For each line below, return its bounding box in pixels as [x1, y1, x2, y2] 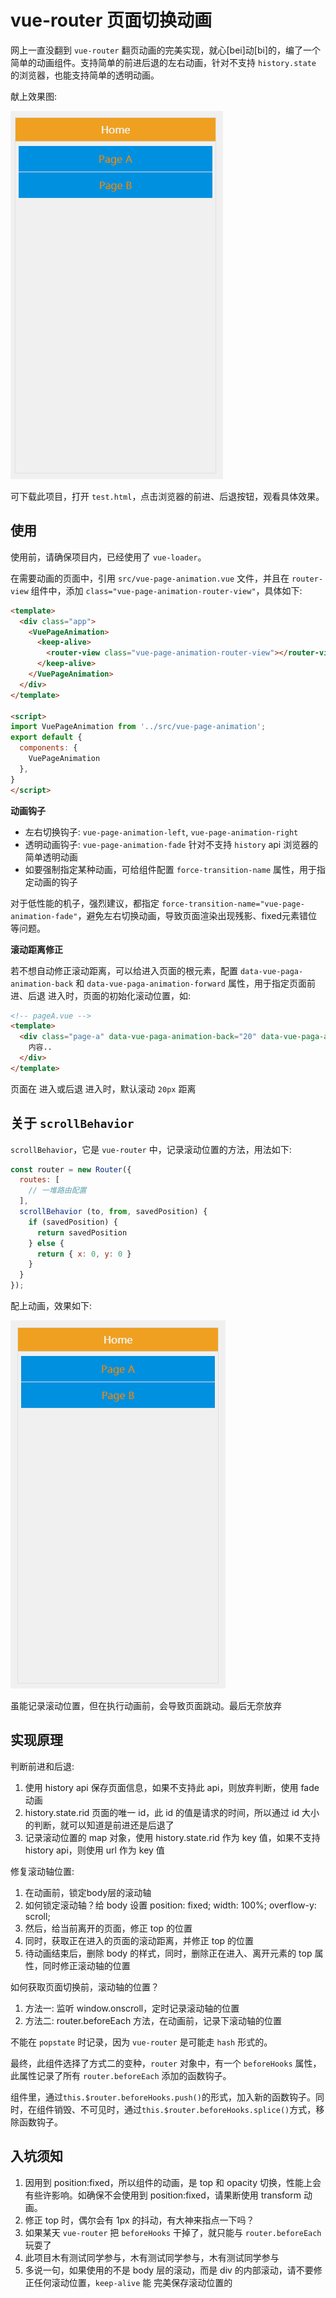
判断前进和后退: [10, 1760, 75, 1772]
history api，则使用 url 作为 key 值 [24, 1844, 165, 1856]
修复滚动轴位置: [10, 1865, 75, 1877]
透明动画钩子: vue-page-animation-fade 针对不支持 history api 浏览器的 [24, 838, 319, 850]
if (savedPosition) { [28, 1217, 118, 1227]
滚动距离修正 [10, 943, 63, 955]
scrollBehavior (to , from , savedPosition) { [19, 1207, 208, 1217]
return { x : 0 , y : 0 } [36, 1249, 132, 1259]
